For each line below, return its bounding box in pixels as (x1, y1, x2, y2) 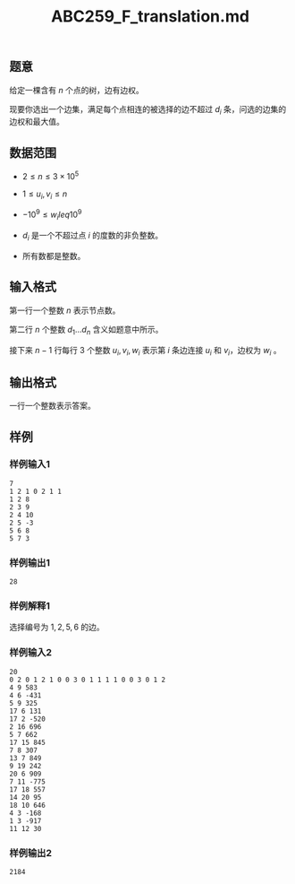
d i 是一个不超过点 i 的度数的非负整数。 (21, 230, 164, 243)
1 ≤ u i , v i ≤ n (21, 188, 68, 201)
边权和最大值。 (9, 117, 64, 127)
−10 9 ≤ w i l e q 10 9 (21, 208, 82, 222)
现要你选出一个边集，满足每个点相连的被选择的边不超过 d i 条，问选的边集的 (9, 103, 287, 117)
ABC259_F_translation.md (50, 6, 250, 27)
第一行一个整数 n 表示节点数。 (9, 305, 121, 316)
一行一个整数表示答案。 (9, 401, 96, 412)
